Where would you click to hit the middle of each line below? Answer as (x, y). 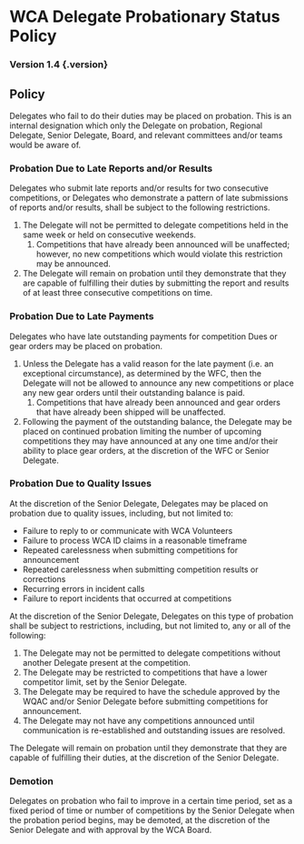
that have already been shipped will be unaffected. (131, 412)
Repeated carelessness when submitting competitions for (130, 550)
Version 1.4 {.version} (59, 65)
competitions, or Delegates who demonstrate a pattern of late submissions (149, 198)
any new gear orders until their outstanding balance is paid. (133, 392)
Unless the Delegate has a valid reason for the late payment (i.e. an (148, 363)
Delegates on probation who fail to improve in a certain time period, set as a (151, 801)
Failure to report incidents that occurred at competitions (127, 598)
